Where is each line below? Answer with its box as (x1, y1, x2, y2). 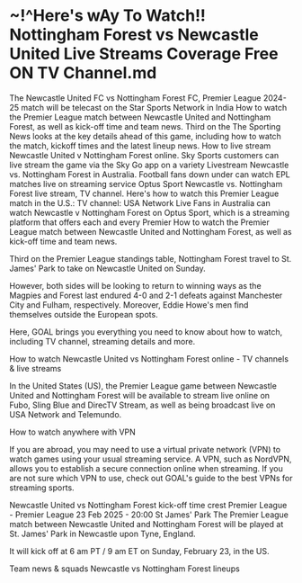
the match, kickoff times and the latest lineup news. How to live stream (9, 140, 271, 151)
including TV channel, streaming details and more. (9, 336, 196, 346)
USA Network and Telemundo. (9, 408, 122, 419)
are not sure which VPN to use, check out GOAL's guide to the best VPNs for (9, 472, 293, 483)
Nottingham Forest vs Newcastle (9, 24, 259, 45)
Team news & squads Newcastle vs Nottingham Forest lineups (9, 563, 240, 574)
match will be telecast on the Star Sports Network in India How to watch (21, 102, 288, 112)
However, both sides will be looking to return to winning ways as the (9, 280, 262, 291)
